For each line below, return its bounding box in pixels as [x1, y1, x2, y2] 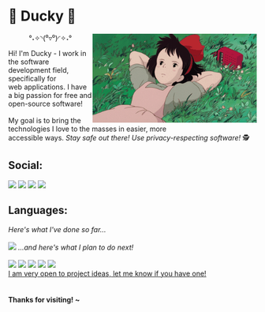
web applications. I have [8, 82, 88, 92]
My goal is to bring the [8, 115, 81, 125]
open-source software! [8, 99, 83, 108]
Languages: [8, 204, 69, 217]
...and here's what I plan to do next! [17, 242, 134, 252]
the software [8, 57, 50, 66]
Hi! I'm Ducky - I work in [8, 48, 87, 58]
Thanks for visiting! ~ [8, 295, 80, 305]
